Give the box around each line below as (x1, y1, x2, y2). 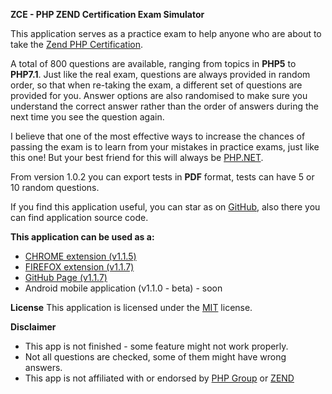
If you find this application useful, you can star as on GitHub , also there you (10, 201, 321, 213)
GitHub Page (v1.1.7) (24, 272, 108, 283)
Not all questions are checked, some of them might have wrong (24, 351, 287, 363)
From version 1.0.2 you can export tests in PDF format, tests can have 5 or (10, 171, 315, 183)
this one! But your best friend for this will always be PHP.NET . (10, 152, 264, 163)
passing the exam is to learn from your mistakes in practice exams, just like (10, 141, 320, 153)
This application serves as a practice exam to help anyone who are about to (10, 28, 322, 39)
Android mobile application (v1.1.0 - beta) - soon (24, 282, 223, 294)
